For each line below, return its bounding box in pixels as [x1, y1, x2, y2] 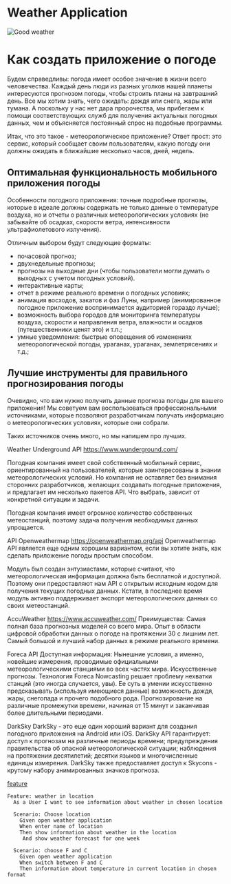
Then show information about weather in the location [19, 829, 177, 836]
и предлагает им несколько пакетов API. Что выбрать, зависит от [7, 488, 201, 496]
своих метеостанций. [7, 601, 70, 609]
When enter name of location [19, 823, 103, 829]
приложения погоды [7, 177, 101, 189]
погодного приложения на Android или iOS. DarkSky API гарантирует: [7, 729, 211, 738]
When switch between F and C [19, 859, 103, 866]
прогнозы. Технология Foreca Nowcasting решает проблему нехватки [7, 671, 212, 680]
